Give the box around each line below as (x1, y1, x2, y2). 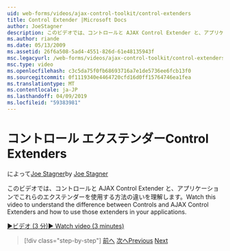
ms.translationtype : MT (7, 80, 75, 87)
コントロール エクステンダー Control (7, 131, 209, 147)
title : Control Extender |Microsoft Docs (7, 16, 127, 23)
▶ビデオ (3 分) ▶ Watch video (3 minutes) (7, 222, 125, 230)
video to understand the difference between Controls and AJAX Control (7, 200, 209, 208)
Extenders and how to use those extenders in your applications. (7, 207, 187, 216)
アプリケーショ (177, 184, 220, 192)
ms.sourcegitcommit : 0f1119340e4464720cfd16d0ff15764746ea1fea (7, 73, 192, 81)
